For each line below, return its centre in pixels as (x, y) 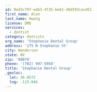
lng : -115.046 (24, 82)
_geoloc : (14, 73)
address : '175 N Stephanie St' (37, 46)
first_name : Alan (23, 14)
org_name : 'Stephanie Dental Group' (42, 41)
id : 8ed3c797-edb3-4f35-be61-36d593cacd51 (48, 9)
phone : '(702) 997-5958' (30, 64)
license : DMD (18, 23)
